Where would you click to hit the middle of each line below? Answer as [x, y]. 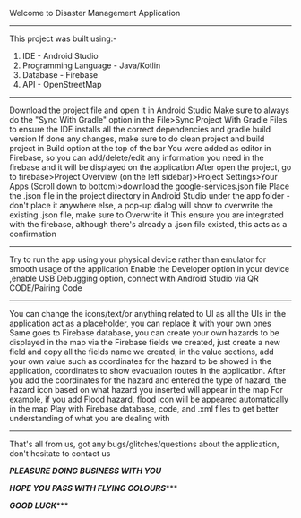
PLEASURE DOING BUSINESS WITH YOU [86, 471]
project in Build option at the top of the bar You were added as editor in [140, 148]
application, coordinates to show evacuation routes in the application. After [148, 371]
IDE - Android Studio [60, 56]
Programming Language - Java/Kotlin [91, 65]
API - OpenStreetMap [62, 85]
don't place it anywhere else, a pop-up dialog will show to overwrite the [142, 205]
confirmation [33, 234]
